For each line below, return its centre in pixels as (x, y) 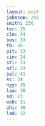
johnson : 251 (23, 18)
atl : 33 (16, 68)
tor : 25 (16, 29)
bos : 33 (16, 40)
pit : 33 (16, 51)
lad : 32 (16, 113)
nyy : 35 (16, 85)
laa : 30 (16, 91)
